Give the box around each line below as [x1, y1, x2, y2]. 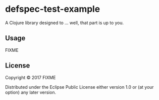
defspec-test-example [5, 3, 100, 15]
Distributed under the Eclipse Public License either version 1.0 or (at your [5, 84, 154, 90]
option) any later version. [5, 89, 56, 95]
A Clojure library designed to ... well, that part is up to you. [5, 20, 124, 26]
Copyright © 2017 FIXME [5, 74, 56, 80]
